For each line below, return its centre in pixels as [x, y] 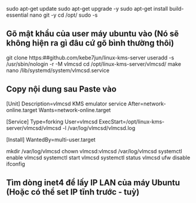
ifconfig [16, 163]
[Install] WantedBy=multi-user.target [51, 140]
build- [177, 9]
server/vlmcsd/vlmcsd [34, 128]
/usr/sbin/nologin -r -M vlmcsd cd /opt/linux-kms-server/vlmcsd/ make [94, 64]
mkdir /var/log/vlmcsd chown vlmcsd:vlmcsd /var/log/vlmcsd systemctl [94, 151]
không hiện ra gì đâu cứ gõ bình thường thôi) [90, 43]
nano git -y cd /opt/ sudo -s [64, 15]
